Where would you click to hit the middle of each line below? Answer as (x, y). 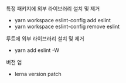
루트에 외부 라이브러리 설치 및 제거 (45, 39)
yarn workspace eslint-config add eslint (63, 20)
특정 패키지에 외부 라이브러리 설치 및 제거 (53, 8)
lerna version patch (38, 74)
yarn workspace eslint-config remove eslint (67, 26)
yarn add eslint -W (37, 50)
